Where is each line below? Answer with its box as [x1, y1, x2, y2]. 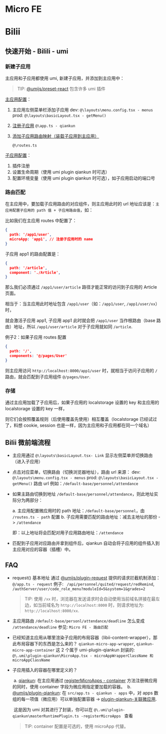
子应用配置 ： [5, 152, 31, 158]
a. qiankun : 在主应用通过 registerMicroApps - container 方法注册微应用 [13, 677, 158, 684]
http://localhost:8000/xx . [24, 607, 80, 613]
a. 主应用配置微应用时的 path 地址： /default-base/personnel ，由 [12, 507, 145, 513]
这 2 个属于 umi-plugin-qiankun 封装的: [55, 647, 135, 653]
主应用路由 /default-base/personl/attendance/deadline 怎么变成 [12, 618, 145, 624]
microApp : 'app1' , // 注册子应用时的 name [9, 237, 93, 242]
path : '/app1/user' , [9, 232, 52, 237]
